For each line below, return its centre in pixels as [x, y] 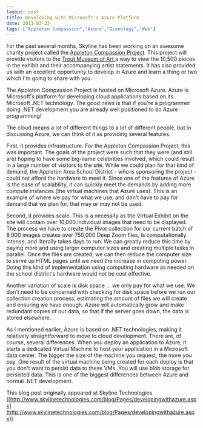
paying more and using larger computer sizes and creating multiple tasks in [100, 248]
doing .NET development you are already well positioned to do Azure [92, 109]
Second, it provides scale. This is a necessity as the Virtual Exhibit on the [98, 216]
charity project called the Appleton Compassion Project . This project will [96, 53]
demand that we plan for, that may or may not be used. [75, 204]
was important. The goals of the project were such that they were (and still [99, 152]
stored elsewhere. [29, 318]
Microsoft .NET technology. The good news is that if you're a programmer [98, 103]
